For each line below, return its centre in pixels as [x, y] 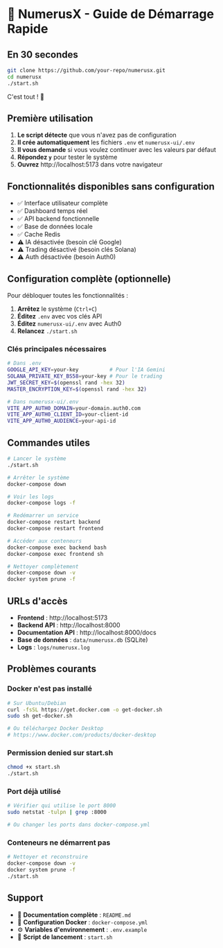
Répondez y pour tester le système [67, 157]
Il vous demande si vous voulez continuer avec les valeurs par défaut [116, 150]
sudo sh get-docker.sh [40, 716]
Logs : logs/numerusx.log [53, 647]
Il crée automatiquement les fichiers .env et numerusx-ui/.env [106, 142]
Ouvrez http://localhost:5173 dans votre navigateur [90, 164]
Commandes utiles [48, 442]
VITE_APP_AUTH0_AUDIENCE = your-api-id [62, 421]
